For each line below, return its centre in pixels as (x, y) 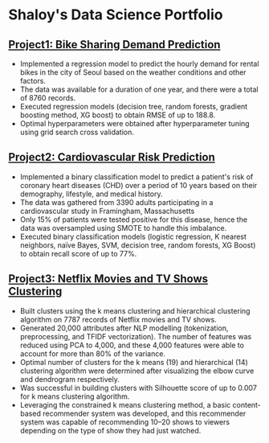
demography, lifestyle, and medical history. (91, 194)
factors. (33, 81)
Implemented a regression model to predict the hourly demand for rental (139, 64)
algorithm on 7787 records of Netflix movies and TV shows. (118, 319)
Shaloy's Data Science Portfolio (116, 15)
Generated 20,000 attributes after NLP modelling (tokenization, (124, 328)
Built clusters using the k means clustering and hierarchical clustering (135, 310)
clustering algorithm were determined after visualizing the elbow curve (137, 371)
